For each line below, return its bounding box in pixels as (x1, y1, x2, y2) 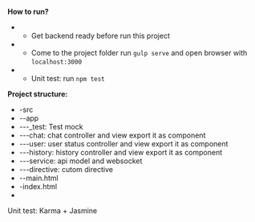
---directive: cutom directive (18, 165, 114, 174)
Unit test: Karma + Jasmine (7, 206, 98, 216)
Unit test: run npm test (30, 74, 105, 83)
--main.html (18, 173, 59, 183)
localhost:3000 (30, 58, 82, 66)
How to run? (7, 7, 49, 16)
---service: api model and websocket (18, 156, 143, 166)
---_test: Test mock (18, 122, 83, 131)
